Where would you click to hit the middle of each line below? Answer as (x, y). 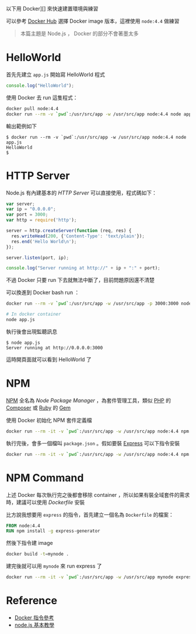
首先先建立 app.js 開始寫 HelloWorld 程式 (55, 74)
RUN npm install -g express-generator (53, 531)
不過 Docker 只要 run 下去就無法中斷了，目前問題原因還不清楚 (80, 280)
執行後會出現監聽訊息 (32, 331)
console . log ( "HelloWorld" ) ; (40, 86)
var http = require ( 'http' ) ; (41, 220)
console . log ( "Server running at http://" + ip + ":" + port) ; (83, 268)
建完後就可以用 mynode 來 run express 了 (54, 566)
